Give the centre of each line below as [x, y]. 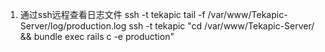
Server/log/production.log [73, 26]
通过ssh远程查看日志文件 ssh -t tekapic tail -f [112, 14]
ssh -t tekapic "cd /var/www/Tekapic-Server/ [221, 26]
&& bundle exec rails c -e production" [97, 36]
